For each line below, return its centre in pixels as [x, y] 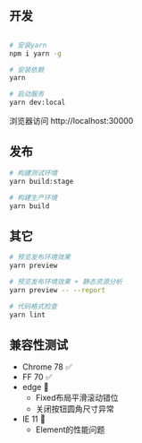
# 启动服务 [27, 94]
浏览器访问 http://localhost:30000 [71, 121]
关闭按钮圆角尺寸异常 [75, 409]
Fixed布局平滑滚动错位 [77, 398]
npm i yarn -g [36, 53]
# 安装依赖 [27, 70]
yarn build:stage [42, 181]
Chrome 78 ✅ [47, 367]
